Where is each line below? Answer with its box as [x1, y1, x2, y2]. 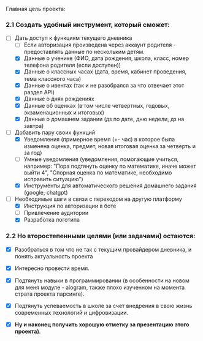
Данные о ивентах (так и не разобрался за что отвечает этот [23, 81, 185, 89]
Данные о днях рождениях [23, 95, 94, 102]
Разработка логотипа [23, 216, 80, 223]
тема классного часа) [23, 75, 82, 82]
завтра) [23, 122, 44, 129]
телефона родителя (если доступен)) [23, 61, 121, 69]
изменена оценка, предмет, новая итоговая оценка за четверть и [23, 142, 196, 149]
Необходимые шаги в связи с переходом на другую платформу [14, 195, 182, 203]
